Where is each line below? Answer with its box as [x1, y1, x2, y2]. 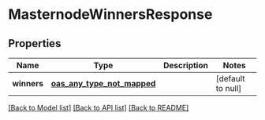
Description [162, 60, 209, 71]
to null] [215, 83, 242, 93]
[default [215, 73, 246, 84]
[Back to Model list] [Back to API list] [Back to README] [8, 104, 189, 112]
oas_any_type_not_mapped [50, 78, 156, 89]
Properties [8, 37, 62, 50]
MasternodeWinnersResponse [8, 5, 213, 24]
